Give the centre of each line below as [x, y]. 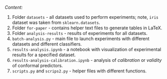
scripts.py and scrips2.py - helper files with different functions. [79, 71]
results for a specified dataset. [44, 55]
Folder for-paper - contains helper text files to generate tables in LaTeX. [87, 28]
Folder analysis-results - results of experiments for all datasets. [80, 33]
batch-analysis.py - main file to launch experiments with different [81, 38]
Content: [14, 7]
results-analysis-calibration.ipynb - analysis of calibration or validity [87, 60]
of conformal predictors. [37, 66]
